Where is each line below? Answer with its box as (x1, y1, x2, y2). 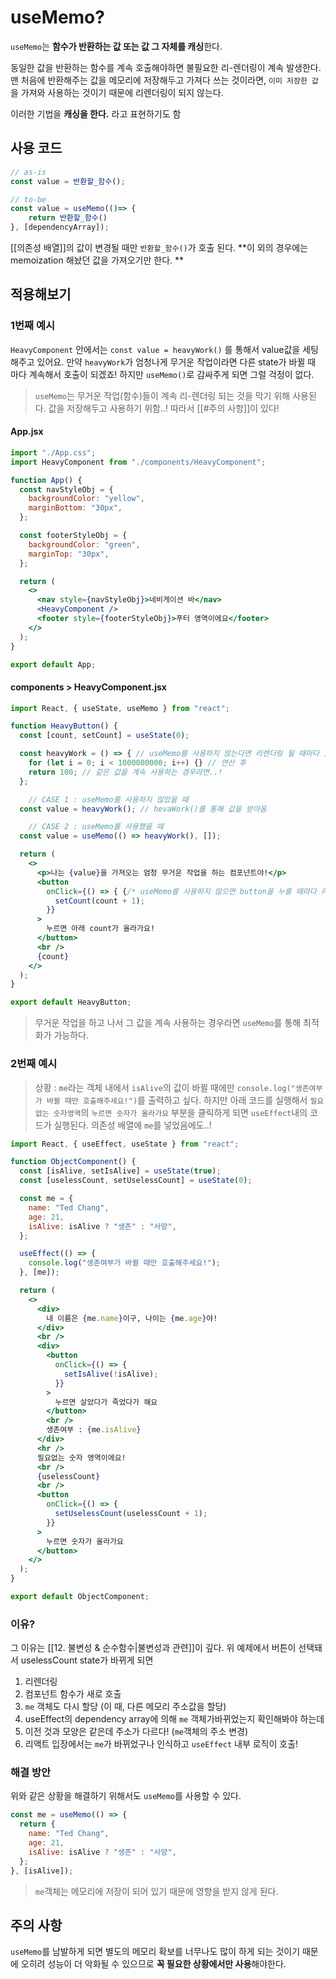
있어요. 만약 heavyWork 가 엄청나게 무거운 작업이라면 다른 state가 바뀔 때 (36, 356, 317, 368)
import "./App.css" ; (10, 447, 97, 458)
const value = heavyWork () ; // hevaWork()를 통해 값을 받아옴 (19, 804, 267, 814)
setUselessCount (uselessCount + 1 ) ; (54, 1509, 208, 1519)
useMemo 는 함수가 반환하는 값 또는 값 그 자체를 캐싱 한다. (10, 40, 223, 52)
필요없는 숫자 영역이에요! (36, 1452, 127, 1463)
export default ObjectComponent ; (10, 1592, 150, 1602)
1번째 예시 (10, 319, 56, 333)
